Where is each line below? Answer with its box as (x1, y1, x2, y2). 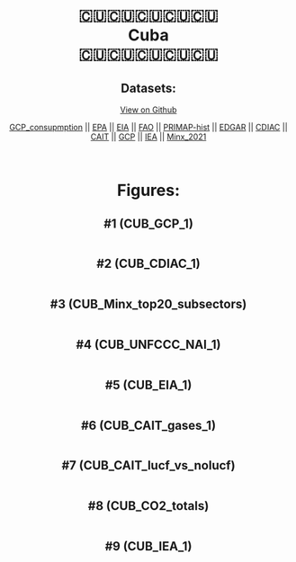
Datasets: (121, 80, 176, 95)
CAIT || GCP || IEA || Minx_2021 (90, 131, 207, 142)
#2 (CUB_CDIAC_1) (95, 256, 202, 272)
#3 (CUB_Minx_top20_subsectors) (49, 297, 247, 312)
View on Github (120, 104, 177, 115)
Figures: (117, 181, 180, 201)
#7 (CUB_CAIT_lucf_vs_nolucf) (61, 458, 236, 473)
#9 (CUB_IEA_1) (104, 539, 193, 554)
